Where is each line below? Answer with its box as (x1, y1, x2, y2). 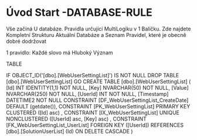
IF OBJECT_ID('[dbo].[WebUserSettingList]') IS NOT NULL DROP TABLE (6, 71, 179, 78)
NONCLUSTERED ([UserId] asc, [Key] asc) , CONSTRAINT (6, 115, 147, 122)
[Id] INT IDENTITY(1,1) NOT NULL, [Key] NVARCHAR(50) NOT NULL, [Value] (6, 84, 189, 91)
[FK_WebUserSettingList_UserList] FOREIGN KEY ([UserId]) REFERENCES (6, 121, 184, 128)
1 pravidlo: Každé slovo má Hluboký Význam (6, 49, 113, 56)
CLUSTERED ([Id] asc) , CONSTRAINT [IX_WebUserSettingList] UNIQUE (6, 109, 180, 116)
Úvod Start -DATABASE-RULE (6, 6, 152, 19)
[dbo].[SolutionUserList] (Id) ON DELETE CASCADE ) (6, 128, 133, 135)
